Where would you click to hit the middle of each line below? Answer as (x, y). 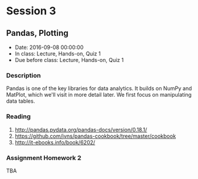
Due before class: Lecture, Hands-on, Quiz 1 (69, 60)
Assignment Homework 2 (44, 158)
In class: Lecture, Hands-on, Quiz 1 (58, 54)
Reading (18, 116)
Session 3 (31, 11)
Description (24, 75)
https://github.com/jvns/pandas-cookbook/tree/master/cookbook (95, 136)
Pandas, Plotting (37, 33)
